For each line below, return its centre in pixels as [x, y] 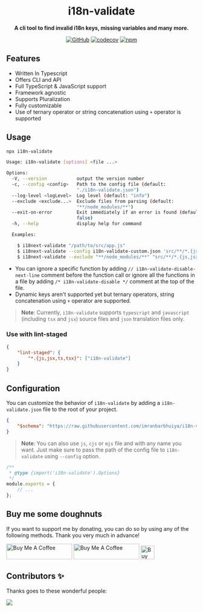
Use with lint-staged [37, 334]
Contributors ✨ [35, 576]
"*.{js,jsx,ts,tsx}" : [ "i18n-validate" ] [79, 358]
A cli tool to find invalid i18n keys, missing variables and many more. [101, 28]
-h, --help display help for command [77, 224]
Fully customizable [38, 105]
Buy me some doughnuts [54, 514]
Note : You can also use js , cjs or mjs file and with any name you [101, 443]
